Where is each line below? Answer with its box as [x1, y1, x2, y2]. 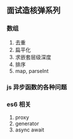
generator [15, 120, 40, 127]
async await [15, 126, 44, 133]
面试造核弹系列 [6, 5, 61, 16]
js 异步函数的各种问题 [6, 83, 67, 91]
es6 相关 [6, 100, 32, 108]
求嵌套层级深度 [15, 53, 51, 60]
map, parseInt [15, 67, 49, 74]
